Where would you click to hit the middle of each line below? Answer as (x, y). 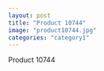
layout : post (30, 15)
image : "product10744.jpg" (52, 30)
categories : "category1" (49, 37)
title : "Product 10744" (47, 23)
